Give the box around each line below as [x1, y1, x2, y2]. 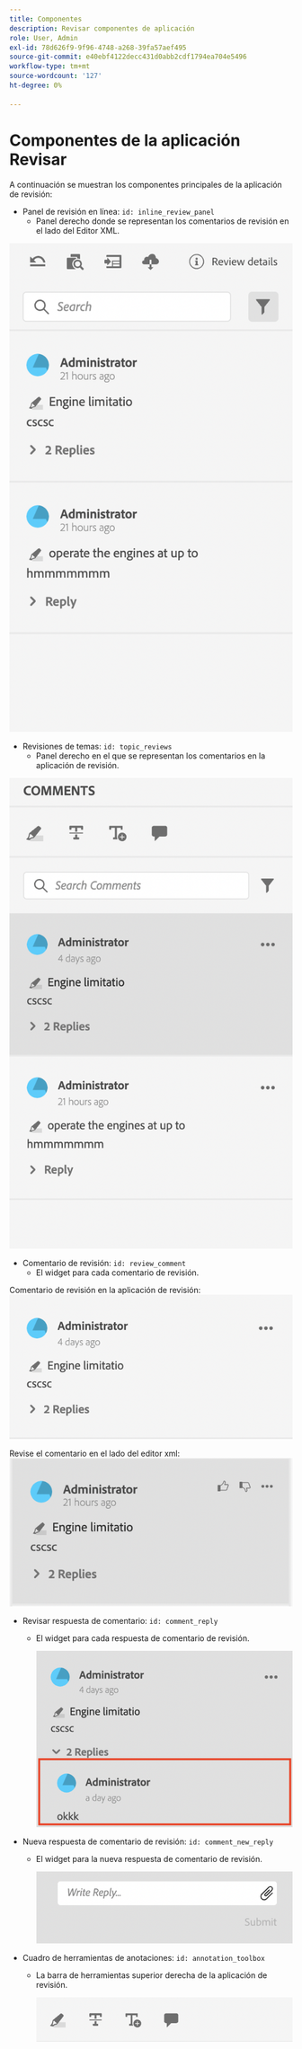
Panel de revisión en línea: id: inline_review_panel [22, 206, 215, 217]
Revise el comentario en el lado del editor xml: [9, 1448, 181, 1459]
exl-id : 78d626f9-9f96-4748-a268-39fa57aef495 [9, 43, 187, 52]
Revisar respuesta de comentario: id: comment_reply [22, 1616, 218, 1627]
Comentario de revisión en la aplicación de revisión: [9, 1284, 201, 1295]
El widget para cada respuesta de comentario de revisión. [35, 1633, 250, 1644]
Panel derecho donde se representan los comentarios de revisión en [35, 216, 289, 226]
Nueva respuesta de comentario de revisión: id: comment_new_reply [22, 1836, 274, 1847]
